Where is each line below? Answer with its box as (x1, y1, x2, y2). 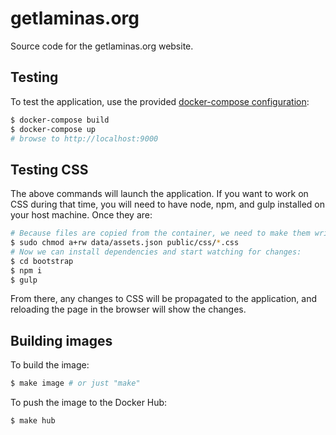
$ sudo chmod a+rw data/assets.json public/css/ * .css (10, 238, 240, 248)
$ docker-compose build (10, 115, 110, 125)
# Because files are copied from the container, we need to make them (10, 228, 311, 239)
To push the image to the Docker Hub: (10, 397, 168, 409)
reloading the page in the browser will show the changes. (10, 303, 247, 316)
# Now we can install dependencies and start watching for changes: (10, 247, 302, 257)
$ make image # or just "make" (10, 378, 141, 389)
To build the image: (10, 359, 90, 371)
